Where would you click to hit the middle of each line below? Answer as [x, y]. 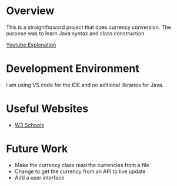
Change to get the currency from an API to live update [80, 171]
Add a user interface [39, 177]
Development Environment [73, 69]
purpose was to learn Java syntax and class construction [75, 33]
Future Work [37, 149]
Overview [30, 11]
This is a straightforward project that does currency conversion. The [89, 27]
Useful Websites [47, 109]
